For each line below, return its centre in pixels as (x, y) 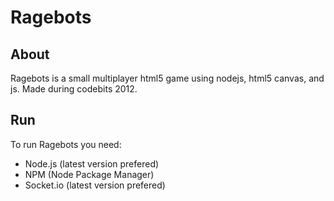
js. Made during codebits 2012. (74, 89)
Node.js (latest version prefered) (92, 163)
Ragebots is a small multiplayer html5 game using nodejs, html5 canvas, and (167, 78)
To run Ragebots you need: (66, 144)
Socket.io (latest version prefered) (95, 185)
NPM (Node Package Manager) (89, 174)
